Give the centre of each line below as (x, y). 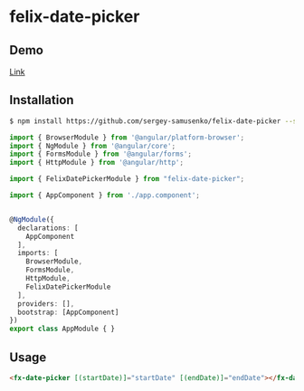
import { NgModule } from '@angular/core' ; (93, 146)
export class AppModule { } (62, 329)
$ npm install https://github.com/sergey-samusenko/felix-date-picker (145, 121)
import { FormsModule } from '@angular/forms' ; (101, 154)
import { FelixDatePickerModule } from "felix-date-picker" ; (127, 179)
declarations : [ (48, 228)
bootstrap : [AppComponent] (68, 312)
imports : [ (38, 253)
